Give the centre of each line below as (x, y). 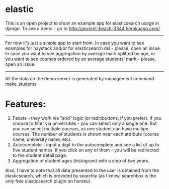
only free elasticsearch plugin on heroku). (48, 181)
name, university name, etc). (42, 139)
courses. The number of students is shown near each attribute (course (86, 134)
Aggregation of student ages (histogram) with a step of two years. (81, 160)
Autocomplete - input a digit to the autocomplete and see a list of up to (86, 144)
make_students (21, 84)
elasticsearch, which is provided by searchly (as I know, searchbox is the (81, 175)
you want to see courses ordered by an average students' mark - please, (81, 59)
